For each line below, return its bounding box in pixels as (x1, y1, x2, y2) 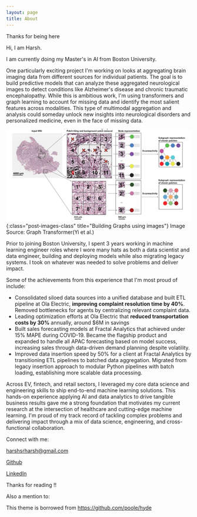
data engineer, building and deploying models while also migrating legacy (6, 252, 184, 259)
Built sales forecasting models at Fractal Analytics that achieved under (14, 325, 185, 332)
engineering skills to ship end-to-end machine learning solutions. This (6, 386, 176, 394)
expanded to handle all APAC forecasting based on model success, (14, 337, 178, 344)
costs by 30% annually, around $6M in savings (14, 319, 129, 326)
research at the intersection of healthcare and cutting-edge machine (6, 405, 172, 412)
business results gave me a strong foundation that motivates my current (6, 399, 181, 406)
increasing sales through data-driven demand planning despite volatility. (14, 344, 190, 351)
